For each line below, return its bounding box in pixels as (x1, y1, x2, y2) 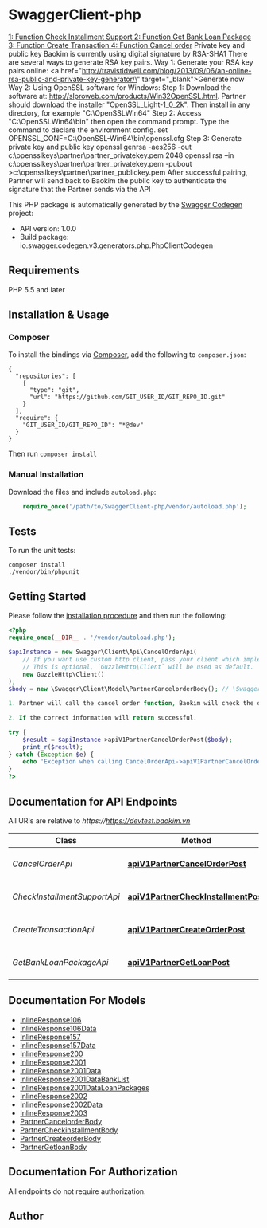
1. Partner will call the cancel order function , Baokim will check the (8, 700, 254, 708)
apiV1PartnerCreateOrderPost (127, 924, 246, 935)
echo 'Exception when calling (22, 758, 123, 766)
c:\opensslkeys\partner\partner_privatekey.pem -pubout (8, 159, 192, 168)
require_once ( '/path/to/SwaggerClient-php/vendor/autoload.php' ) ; (22, 502, 247, 511)
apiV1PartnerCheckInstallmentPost (127, 891, 265, 902)
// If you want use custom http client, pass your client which (22, 655, 240, 663)
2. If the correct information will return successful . (8, 714, 197, 722)
